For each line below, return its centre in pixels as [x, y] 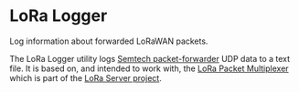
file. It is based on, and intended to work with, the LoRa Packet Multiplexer [149, 68]
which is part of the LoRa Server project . [85, 77]
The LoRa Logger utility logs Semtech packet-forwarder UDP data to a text [150, 58]
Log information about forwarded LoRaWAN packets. [109, 41]
